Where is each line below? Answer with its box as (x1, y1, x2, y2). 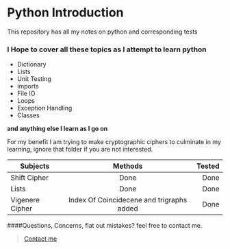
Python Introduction (7, 5, 124, 21)
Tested (196, 161, 220, 171)
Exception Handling (16, 104, 73, 112)
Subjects (20, 161, 50, 171)
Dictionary (16, 60, 47, 69)
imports (16, 82, 39, 91)
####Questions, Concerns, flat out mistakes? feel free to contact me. (7, 222, 203, 230)
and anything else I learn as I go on (7, 125, 108, 133)
